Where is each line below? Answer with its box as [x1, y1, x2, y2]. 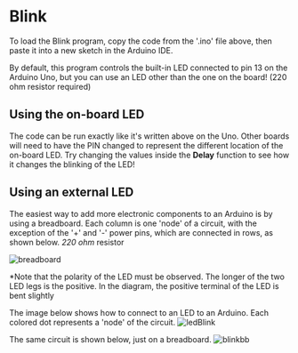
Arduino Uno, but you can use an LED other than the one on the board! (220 [9, 71, 287, 82]
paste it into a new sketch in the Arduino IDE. [9, 44, 173, 55]
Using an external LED [9, 185, 134, 200]
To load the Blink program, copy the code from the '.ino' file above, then [9, 36, 273, 46]
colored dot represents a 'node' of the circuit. [9, 317, 176, 327]
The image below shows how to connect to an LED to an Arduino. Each [9, 307, 270, 317]
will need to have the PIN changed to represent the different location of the [9, 140, 284, 150]
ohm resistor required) [9, 81, 92, 92]
